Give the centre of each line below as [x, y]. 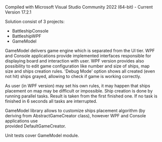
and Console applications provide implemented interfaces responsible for [78, 56]
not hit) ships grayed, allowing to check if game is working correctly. [73, 76]
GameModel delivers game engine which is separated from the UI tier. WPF [80, 51]
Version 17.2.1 [18, 12]
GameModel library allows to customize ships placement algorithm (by [75, 110]
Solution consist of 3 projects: [35, 22]
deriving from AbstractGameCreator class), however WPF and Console [75, 116]
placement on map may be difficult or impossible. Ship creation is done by [79, 91]
